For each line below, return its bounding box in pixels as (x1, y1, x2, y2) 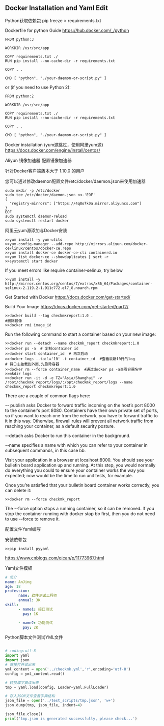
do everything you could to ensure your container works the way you (5, 467, 145, 473)
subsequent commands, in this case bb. (5, 447, 86, 453)
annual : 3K (18, 598, 41, 603)
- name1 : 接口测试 (18, 607, 53, 611)
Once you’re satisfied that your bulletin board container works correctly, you (5, 482, 160, 488)
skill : (5, 602, 19, 608)
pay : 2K (23, 625, 38, 630)
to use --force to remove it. (5, 516, 60, 522)
